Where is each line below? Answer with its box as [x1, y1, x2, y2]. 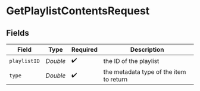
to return [103, 76, 128, 83]
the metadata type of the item [103, 68, 186, 76]
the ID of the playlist [103, 57, 160, 65]
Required [71, 46, 98, 54]
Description [130, 46, 164, 54]
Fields [6, 28, 30, 38]
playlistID [9, 58, 40, 64]
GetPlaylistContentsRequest [6, 4, 150, 18]
